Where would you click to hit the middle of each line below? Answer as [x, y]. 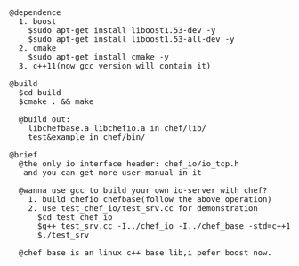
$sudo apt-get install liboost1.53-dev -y [122, 30]
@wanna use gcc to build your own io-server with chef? [143, 190]
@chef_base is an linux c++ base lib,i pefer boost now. [145, 253]
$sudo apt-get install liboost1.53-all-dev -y [131, 39]
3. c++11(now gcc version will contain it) [115, 66]
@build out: [44, 119]
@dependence [35, 12]
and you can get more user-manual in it [113, 173]
